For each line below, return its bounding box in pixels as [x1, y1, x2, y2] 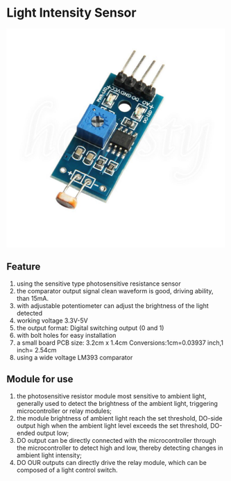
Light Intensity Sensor [6, 5, 137, 21]
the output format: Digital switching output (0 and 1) [16, 323, 164, 332]
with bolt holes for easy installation [16, 331, 117, 339]
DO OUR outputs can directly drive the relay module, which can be [16, 458, 207, 466]
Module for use [6, 373, 74, 385]
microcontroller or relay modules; [16, 407, 112, 415]
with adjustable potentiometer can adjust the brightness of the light [16, 301, 209, 310]
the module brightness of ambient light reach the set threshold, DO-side [16, 414, 223, 422]
